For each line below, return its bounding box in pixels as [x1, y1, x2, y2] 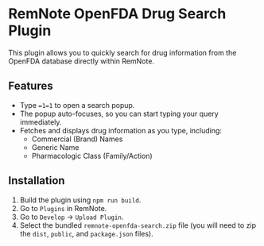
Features [8, 79, 53, 93]
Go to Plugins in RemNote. [19, 203, 107, 213]
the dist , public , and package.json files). [19, 229, 153, 238]
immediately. [19, 117, 62, 127]
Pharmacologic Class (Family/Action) [31, 151, 153, 160]
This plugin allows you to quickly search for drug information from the [8, 48, 237, 57]
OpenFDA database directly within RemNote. [8, 56, 155, 66]
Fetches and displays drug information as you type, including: [19, 125, 223, 135]
